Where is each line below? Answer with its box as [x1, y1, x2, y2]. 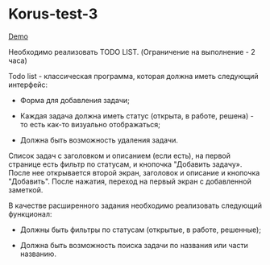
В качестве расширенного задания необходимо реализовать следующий [8, 201, 263, 210]
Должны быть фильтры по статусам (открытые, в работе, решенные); [19, 225, 262, 234]
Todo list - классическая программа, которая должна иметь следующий [8, 71, 259, 81]
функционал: [8, 209, 52, 218]
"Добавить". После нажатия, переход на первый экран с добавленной [8, 176, 251, 186]
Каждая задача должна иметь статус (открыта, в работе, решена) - [19, 110, 254, 121]
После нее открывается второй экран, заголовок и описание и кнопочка [8, 168, 260, 177]
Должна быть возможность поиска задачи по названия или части [19, 240, 248, 250]
